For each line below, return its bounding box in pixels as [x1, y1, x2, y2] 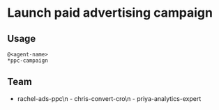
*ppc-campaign [7, 57, 49, 64]
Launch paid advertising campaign [7, 5, 213, 21]
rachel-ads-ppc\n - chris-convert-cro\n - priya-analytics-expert [17, 94, 202, 102]
